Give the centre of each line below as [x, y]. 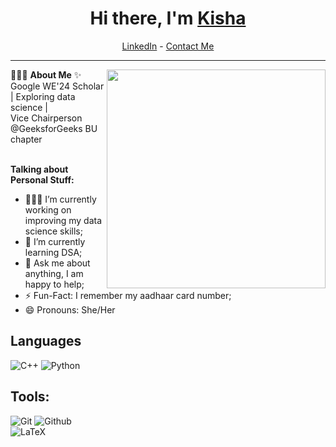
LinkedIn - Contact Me [168, 46]
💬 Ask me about [57, 263]
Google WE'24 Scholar [57, 86]
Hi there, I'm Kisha [168, 18]
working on [48, 209]
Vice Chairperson [46, 118]
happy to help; [54, 284]
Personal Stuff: [42, 179]
